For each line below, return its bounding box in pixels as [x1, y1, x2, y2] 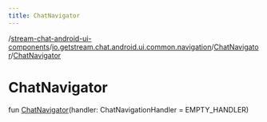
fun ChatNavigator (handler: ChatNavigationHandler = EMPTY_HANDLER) [8, 104, 249, 114]
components [8, 41, 50, 52]
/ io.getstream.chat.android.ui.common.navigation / [49, 41, 214, 52]
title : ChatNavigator [8, 11, 81, 20]
